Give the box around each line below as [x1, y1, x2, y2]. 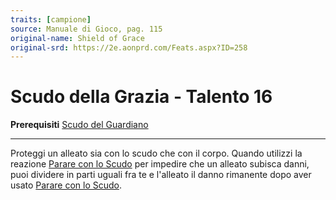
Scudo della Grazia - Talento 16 [10, 86, 273, 108]
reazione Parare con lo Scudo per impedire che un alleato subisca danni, [10, 158, 310, 170]
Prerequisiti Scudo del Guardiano [10, 119, 149, 131]
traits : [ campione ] [10, 14, 92, 25]
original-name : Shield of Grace [10, 33, 145, 43]
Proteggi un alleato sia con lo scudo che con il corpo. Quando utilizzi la [10, 147, 303, 160]
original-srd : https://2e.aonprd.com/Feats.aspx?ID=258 [10, 42, 248, 53]
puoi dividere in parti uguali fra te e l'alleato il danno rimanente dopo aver [10, 169, 312, 181]
